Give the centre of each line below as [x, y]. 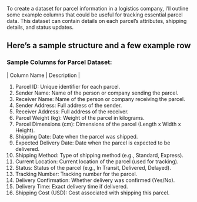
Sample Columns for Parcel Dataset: [59, 62]
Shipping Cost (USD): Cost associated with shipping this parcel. [92, 193]
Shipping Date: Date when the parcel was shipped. [76, 136]
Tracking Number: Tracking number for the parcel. [76, 174]
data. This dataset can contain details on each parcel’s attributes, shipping [97, 21]
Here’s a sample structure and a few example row [99, 46]
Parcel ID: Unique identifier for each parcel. [68, 86]
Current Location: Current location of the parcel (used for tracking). [97, 161]
